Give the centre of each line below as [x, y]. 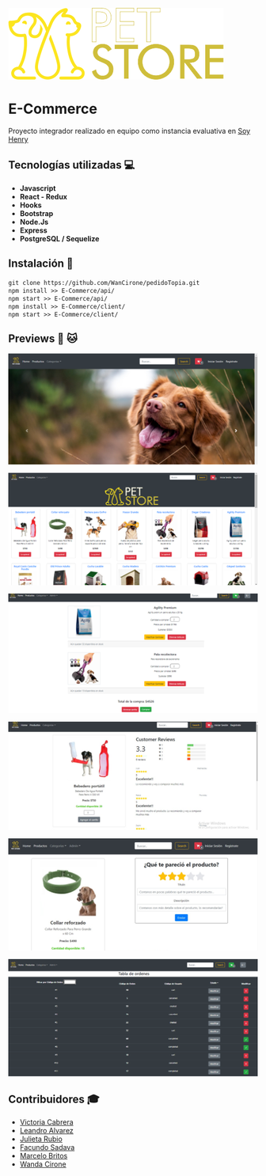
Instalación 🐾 [41, 264]
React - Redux [43, 196]
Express [33, 230]
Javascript [38, 188]
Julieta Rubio [41, 1139]
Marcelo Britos [44, 1156]
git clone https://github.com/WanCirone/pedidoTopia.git [104, 283]
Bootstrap [36, 213]
